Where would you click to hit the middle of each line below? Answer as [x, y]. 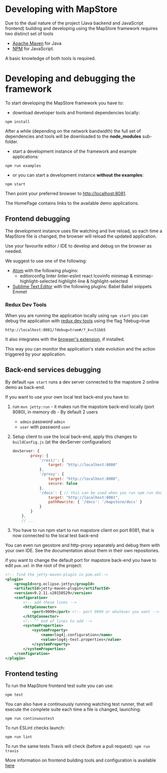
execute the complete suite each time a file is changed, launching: [73, 710]
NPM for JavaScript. [33, 48]
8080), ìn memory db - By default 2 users [55, 412]
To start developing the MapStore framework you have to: [64, 103]
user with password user [45, 427]
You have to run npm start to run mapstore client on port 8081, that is [83, 530]
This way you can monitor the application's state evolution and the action [80, 349]
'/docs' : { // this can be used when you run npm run [96, 493]
